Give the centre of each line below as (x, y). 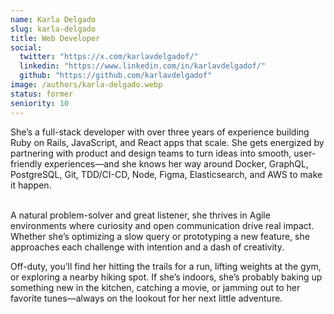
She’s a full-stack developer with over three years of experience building (160, 132)
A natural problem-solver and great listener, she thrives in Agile (140, 215)
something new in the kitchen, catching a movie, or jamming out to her (155, 287)
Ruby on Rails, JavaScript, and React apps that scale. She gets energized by (167, 142)
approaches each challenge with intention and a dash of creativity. (147, 247)
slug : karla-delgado (53, 29)
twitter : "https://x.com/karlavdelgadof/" (109, 57)
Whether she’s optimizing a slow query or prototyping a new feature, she (160, 236)
